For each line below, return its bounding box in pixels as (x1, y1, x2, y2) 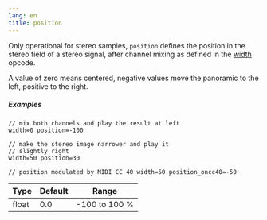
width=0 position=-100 (8, 126, 84, 135)
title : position (8, 19, 62, 27)
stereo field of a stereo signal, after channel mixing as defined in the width (8, 49, 253, 59)
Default (39, 186, 69, 197)
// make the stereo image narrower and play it (8, 141, 170, 149)
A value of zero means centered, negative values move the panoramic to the (8, 73, 259, 83)
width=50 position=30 (8, 154, 80, 163)
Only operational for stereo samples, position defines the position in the (8, 41, 245, 50)
